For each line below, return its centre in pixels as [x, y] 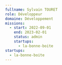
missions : [15, 23]
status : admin [28, 37]
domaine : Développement [29, 19]
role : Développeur [24, 14]
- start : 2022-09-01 [30, 28]
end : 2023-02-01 [31, 32]
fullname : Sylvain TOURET [31, 10]
